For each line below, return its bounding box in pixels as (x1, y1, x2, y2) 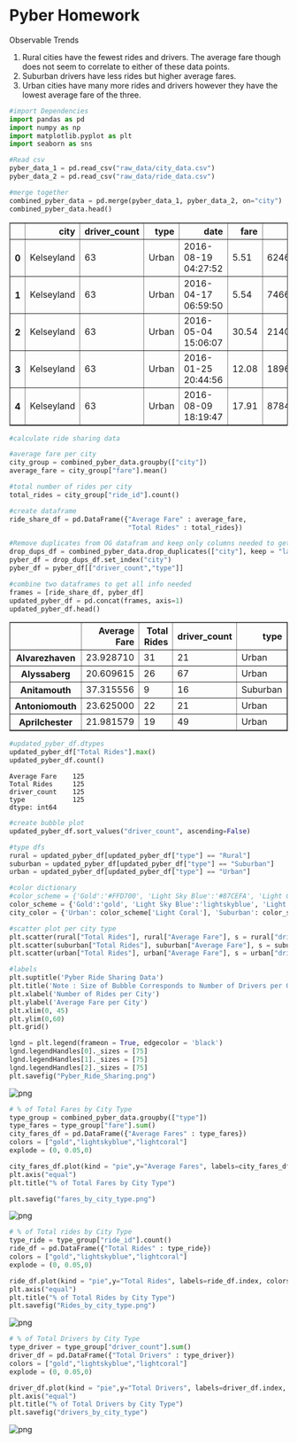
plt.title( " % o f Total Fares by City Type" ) (9, 1178, 176, 1188)
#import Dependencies (9, 106, 89, 115)
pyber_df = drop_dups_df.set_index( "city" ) (9, 556, 172, 565)
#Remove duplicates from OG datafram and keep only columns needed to (9, 539, 275, 548)
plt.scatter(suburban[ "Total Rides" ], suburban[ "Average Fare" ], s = (9, 940, 271, 949)
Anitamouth (20, 684, 72, 697)
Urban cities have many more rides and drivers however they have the (21, 80, 278, 90)
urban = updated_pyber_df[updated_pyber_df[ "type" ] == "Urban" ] (9, 868, 251, 877)
